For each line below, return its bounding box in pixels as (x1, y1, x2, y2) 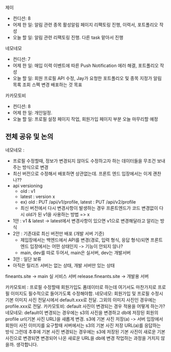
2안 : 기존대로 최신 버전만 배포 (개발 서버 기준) (12, 230, 105, 236)
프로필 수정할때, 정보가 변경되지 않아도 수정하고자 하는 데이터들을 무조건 (12, 158, 156, 164)
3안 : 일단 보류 (12, 256, 42, 262)
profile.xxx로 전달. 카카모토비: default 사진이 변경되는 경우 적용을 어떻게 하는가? (5, 303, 165, 309)
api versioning (12, 183, 43, 189)
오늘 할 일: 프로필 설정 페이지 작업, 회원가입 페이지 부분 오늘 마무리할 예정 (12, 116, 158, 122)
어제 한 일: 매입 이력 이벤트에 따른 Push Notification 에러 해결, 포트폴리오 (12, 63, 159, 68)
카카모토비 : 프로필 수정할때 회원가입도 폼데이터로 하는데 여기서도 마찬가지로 (5, 284, 157, 290)
